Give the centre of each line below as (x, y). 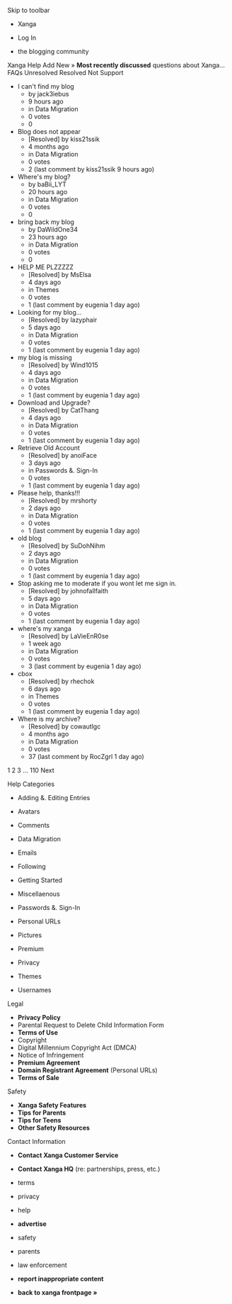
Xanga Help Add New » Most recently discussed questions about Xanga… (116, 65)
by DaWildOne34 (53, 229)
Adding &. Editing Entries (54, 798)
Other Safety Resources (54, 1128)
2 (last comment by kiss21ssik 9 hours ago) (91, 169)
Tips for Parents (42, 1113)
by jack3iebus (48, 94)
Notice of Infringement (51, 1055)
